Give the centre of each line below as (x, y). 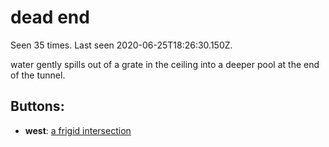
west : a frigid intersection (78, 130)
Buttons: (37, 106)
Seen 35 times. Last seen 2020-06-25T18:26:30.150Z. (121, 45)
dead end (50, 17)
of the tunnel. (38, 75)
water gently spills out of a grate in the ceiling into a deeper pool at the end (165, 64)
